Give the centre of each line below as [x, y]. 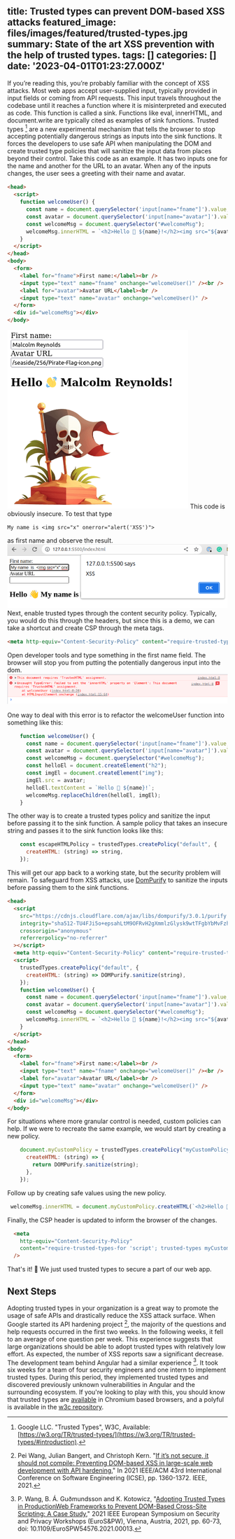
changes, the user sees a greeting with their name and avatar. [96, 174]
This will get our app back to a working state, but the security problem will [114, 873]
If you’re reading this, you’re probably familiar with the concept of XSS [108, 83]
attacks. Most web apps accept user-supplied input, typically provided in [112, 90]
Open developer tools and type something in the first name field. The [107, 655]
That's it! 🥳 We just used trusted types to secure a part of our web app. [109, 1269]
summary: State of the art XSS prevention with [111, 44]
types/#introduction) [47, 1442]
